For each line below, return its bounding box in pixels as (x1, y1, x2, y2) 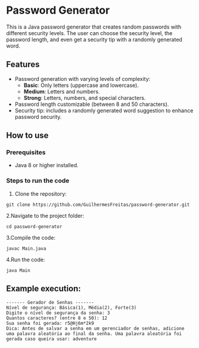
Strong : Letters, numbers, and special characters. (23, 94, 146, 101)
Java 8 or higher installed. (14, 162, 79, 169)
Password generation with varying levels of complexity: (14, 75, 150, 82)
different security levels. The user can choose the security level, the (6, 29, 173, 36)
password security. (14, 113, 62, 120)
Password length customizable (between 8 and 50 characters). (14, 101, 169, 108)
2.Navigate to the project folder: (6, 212, 84, 219)
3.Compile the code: (6, 234, 56, 241)
